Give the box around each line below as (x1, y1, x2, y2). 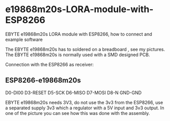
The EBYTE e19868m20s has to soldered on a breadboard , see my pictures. (5, 46, 165, 52)
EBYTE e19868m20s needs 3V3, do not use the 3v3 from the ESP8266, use (5, 99, 163, 105)
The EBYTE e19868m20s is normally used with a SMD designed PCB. (5, 52, 150, 58)
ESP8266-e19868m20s (5, 76, 81, 85)
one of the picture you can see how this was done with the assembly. (5, 110, 150, 116)
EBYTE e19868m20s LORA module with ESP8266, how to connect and (5, 31, 152, 37)
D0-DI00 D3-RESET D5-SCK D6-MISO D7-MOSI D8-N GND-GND (5, 90, 142, 96)
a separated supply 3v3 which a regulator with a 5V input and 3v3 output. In (5, 105, 164, 111)
